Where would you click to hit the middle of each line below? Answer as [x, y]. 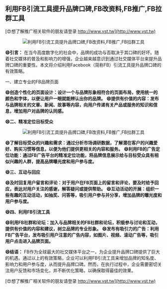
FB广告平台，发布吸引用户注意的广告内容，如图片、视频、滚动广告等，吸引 [82, 235]
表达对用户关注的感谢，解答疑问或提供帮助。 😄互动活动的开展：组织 [84, 189]
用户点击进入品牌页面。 [29, 241]
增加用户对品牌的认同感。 [40, 111]
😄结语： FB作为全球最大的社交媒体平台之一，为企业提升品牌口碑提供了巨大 [83, 252]
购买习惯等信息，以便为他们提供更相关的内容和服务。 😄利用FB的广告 [85, 149]
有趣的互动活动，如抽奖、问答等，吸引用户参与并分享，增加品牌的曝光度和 [85, 195]
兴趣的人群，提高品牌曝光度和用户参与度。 [53, 161]
